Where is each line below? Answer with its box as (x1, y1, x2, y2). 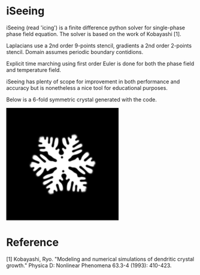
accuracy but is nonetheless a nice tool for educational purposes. (6, 84, 168, 91)
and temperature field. (6, 66, 62, 73)
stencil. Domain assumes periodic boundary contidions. (6, 48, 144, 55)
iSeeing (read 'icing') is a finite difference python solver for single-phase (6, 24, 186, 31)
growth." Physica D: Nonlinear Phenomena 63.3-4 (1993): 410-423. (6, 262, 172, 269)
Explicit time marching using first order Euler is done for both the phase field (6, 60, 195, 67)
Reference (6, 235, 59, 249)
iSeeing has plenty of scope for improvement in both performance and (6, 78, 180, 85)
